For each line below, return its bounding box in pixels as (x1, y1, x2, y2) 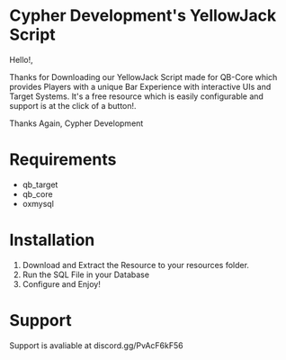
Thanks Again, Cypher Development (9, 118, 144, 129)
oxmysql (22, 198, 54, 209)
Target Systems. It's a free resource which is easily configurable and (9, 91, 264, 102)
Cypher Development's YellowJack (9, 5, 277, 26)
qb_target (22, 179, 58, 190)
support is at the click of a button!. (9, 100, 137, 111)
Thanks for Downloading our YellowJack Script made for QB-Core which (9, 71, 278, 82)
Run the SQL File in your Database (22, 269, 150, 280)
